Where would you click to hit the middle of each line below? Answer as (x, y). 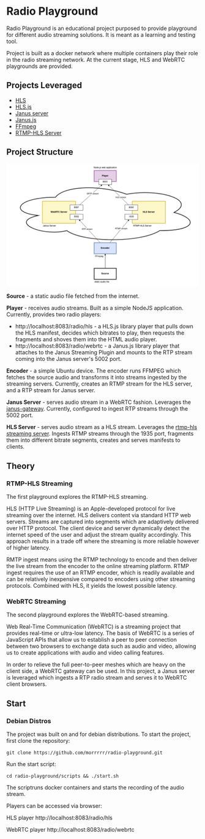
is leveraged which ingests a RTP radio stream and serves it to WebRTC (97, 678)
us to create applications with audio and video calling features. (85, 653)
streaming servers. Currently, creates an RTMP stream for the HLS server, (99, 384)
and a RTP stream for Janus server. (51, 390)
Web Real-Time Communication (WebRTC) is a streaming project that (94, 627)
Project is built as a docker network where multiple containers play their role (102, 53)
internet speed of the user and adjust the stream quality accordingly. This (99, 535)
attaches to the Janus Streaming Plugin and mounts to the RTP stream (104, 352)
